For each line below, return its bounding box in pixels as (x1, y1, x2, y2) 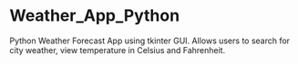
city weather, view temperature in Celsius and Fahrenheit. (9, 44, 226, 55)
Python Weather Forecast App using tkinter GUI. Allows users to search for (9, 35, 290, 46)
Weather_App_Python (9, 5, 180, 26)
